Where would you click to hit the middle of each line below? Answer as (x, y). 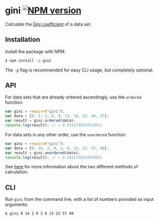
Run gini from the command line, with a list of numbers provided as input (79, 199)
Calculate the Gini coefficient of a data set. (48, 24)
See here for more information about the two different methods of (72, 167)
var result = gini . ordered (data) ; (41, 121)
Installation (23, 40)
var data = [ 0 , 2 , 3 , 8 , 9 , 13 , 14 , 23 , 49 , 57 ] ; (57, 116)
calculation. (17, 172)
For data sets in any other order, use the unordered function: (66, 134)
